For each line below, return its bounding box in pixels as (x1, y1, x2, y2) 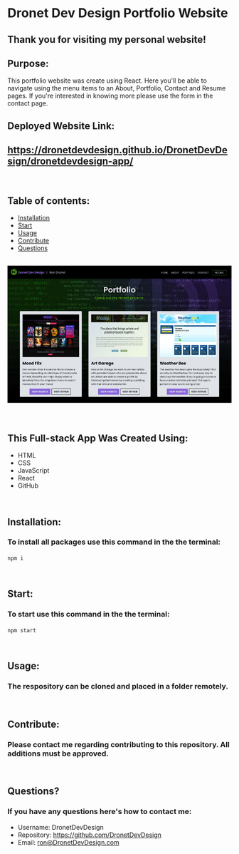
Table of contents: (7, 195, 90, 207)
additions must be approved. (7, 748, 109, 758)
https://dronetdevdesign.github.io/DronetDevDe (7, 144, 228, 156)
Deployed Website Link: (7, 120, 115, 132)
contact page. (7, 99, 48, 108)
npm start (7, 627, 37, 634)
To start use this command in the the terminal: (7, 609, 170, 619)
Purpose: (7, 57, 49, 69)
